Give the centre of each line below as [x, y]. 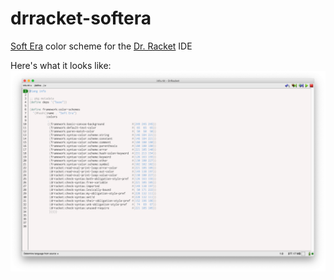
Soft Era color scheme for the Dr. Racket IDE [101, 46]
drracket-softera [81, 18]
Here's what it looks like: [61, 65]
